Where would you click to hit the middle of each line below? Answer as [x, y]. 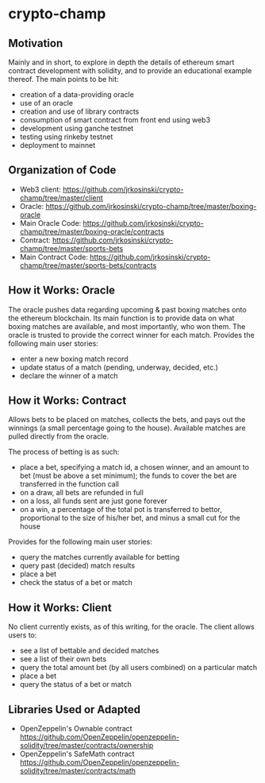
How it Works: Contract [67, 401]
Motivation [36, 43]
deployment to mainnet [58, 145]
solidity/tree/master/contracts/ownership [86, 746]
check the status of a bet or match [76, 583]
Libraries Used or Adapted [75, 709]
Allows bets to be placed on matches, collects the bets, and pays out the [127, 420]
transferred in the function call [69, 484]
